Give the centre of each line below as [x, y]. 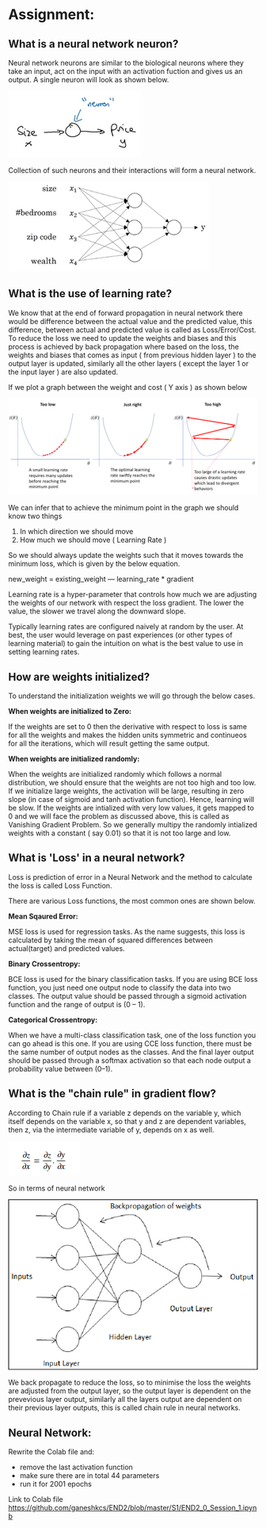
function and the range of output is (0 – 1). [77, 1004]
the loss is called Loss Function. [60, 885]
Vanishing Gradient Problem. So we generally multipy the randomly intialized [133, 825]
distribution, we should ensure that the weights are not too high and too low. [132, 783]
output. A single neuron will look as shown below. [89, 80]
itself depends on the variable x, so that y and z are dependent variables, [127, 1121]
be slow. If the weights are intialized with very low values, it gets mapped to [131, 808]
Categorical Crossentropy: [53, 1019]
